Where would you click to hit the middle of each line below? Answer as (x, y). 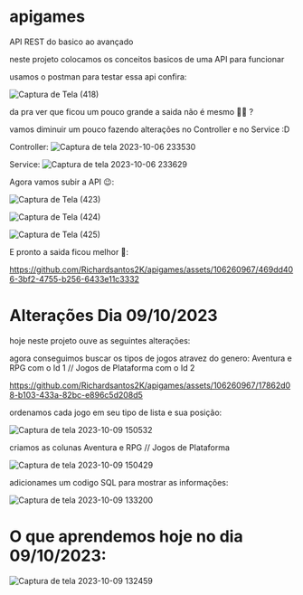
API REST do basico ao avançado (71, 42)
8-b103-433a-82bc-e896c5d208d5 (76, 394)
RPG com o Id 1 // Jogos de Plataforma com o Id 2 (102, 367)
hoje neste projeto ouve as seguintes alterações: (100, 340)
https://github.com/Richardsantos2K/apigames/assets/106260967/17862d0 (150, 385)
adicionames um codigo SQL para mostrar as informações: (119, 482)
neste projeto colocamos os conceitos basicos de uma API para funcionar (147, 59)
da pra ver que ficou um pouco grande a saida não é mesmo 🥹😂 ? (132, 111)
